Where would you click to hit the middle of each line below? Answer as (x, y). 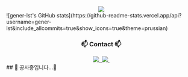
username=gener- (29, 22)
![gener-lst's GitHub (31, 15)
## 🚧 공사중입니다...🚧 (32, 67)
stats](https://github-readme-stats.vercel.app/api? (119, 15)
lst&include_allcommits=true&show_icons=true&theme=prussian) (87, 28)
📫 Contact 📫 (101, 44)
